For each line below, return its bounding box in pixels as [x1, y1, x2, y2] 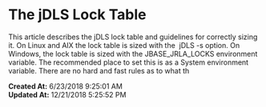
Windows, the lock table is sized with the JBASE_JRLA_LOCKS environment [8, 49, 258, 58]
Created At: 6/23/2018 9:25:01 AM [8, 81, 123, 91]
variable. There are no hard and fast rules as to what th [8, 65, 190, 75]
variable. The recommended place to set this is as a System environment [8, 57, 249, 67]
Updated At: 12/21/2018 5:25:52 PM [8, 89, 127, 99]
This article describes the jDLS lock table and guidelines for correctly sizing [8, 32, 258, 42]
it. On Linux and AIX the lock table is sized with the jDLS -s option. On [8, 40, 240, 50]
